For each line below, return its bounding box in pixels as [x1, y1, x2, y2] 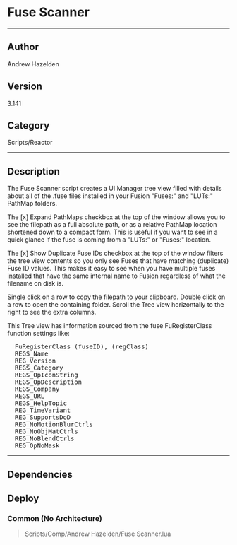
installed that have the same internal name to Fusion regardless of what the [7, 271, 226, 280]
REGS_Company [14, 385, 60, 393]
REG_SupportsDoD [14, 414, 71, 421]
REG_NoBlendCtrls [14, 435, 75, 443]
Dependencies [7, 468, 73, 481]
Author [7, 41, 39, 53]
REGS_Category [14, 364, 63, 372]
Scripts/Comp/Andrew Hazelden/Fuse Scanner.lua [24, 529, 171, 538]
